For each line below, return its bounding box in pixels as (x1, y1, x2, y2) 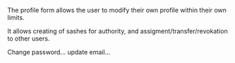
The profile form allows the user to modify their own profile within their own (7, 6, 227, 14)
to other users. (7, 34, 50, 43)
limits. (7, 13, 25, 22)
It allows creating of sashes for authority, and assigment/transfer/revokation (7, 27, 228, 35)
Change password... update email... (7, 48, 111, 56)
